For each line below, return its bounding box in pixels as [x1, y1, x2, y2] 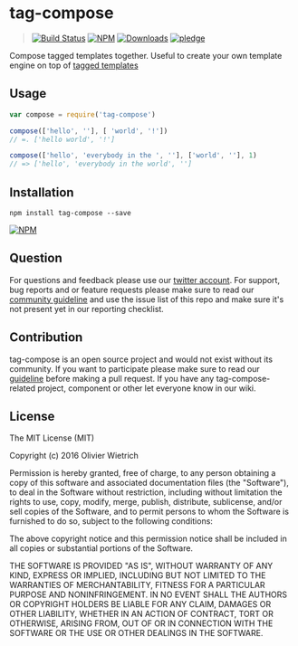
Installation [9, 185, 74, 200]
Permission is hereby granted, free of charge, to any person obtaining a [9, 468, 276, 479]
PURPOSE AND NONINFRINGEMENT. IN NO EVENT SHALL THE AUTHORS [9, 589, 288, 600]
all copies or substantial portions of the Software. [9, 543, 193, 554]
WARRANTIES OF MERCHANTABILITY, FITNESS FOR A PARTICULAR [9, 580, 265, 591]
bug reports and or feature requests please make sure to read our [9, 284, 255, 295]
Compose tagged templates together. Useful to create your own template [9, 50, 283, 61]
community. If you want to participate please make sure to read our [9, 363, 260, 374]
